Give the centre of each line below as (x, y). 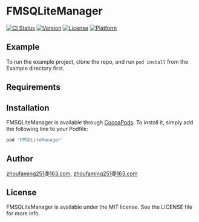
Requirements (33, 87)
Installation (28, 108)
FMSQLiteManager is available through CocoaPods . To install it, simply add (100, 122)
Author (20, 159)
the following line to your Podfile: (47, 129)
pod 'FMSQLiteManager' (35, 140)
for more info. (23, 214)
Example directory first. (35, 68)
